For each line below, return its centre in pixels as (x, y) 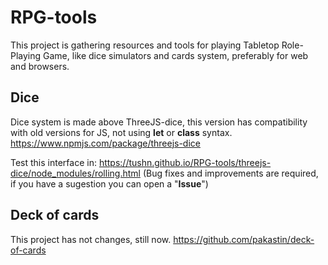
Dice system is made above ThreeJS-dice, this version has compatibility (159, 122)
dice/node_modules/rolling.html (75, 173)
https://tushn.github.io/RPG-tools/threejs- (185, 162)
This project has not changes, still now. (91, 239)
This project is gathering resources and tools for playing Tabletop (145, 45)
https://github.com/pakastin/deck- (244, 239)
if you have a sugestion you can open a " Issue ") (109, 183)
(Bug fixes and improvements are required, (230, 173)
